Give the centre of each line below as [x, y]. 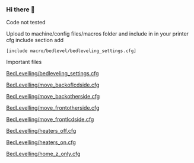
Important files [24, 62]
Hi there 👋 [21, 9]
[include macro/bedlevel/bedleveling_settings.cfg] [71, 51]
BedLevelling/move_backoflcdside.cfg [53, 85]
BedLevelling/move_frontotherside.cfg [53, 108]
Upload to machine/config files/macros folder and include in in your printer [97, 34]
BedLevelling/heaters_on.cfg [41, 142]
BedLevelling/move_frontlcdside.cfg [50, 119]
